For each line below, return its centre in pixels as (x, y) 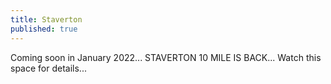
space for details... (48, 68)
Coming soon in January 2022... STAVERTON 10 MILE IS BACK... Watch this (166, 57)
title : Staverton (46, 19)
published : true (44, 29)
